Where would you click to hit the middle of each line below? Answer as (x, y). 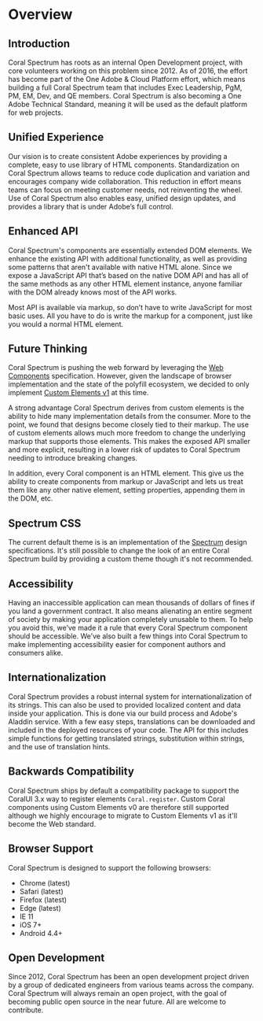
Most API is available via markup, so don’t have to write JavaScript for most (130, 307)
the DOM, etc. (31, 498)
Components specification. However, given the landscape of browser (120, 376)
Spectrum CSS (45, 523)
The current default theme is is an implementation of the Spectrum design (128, 542)
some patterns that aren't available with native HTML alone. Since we (120, 267)
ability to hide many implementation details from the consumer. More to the (130, 416)
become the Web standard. (52, 823)
